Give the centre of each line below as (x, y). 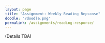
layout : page (18, 9)
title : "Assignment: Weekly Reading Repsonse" (53, 14)
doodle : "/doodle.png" (28, 18)
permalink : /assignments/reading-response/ (50, 23)
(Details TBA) (18, 36)
